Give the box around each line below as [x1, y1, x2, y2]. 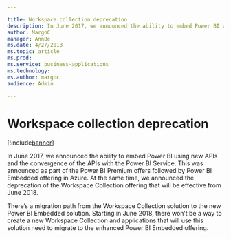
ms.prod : [7, 54, 32, 62]
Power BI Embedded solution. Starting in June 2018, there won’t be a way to [7, 209, 222, 218]
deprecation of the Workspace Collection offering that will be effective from [7, 181, 221, 189]
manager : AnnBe [7, 35, 51, 42]
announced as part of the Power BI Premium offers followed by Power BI [7, 167, 212, 175]
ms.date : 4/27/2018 [7, 42, 63, 49]
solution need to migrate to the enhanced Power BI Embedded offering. [7, 224, 209, 232]
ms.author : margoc [7, 74, 60, 81]
